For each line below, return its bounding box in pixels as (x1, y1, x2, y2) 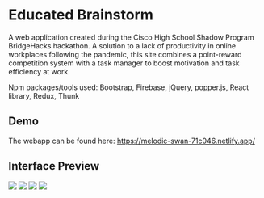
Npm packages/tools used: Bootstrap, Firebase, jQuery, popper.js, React (8, 82, 249, 92)
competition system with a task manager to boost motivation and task (8, 58, 240, 68)
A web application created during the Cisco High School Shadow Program (8, 32, 254, 42)
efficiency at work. (8, 66, 70, 76)
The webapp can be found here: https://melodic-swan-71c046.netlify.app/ (8, 136, 256, 145)
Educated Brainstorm (8, 6, 153, 24)
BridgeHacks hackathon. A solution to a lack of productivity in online (8, 40, 237, 50)
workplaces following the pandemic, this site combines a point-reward (8, 49, 242, 59)
